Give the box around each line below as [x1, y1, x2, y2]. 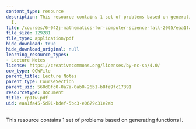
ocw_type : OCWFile [6, 68, 51, 74]
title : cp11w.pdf [6, 95, 48, 101]
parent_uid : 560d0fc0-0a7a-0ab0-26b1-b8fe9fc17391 [6, 84, 132, 90]
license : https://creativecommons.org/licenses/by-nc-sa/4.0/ [6, 62, 160, 69]
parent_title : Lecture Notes [6, 73, 77, 79]
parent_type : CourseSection [6, 79, 75, 85]
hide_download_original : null [6, 46, 80, 52]
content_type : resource [6, 8, 64, 15]
